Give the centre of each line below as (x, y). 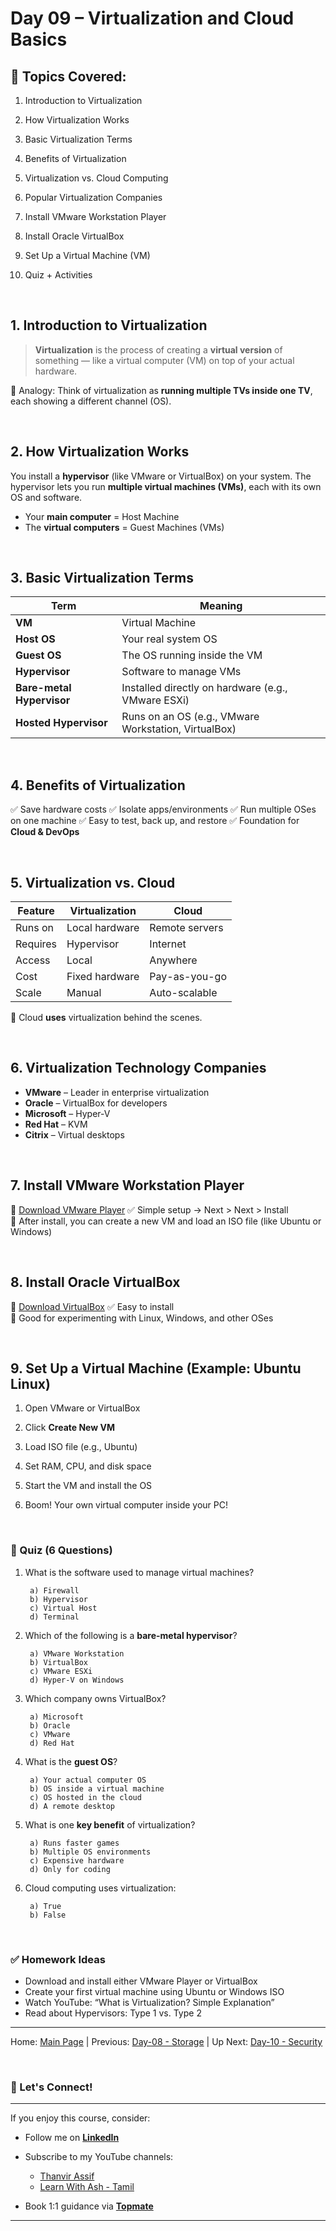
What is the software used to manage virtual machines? (139, 1572)
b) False (48, 1915)
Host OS (35, 639)
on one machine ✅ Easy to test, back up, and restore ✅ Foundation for (155, 821)
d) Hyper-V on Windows (77, 1680)
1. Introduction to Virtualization (109, 325)
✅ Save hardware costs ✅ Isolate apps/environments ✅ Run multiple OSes (163, 809)
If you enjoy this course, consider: (80, 2118)
